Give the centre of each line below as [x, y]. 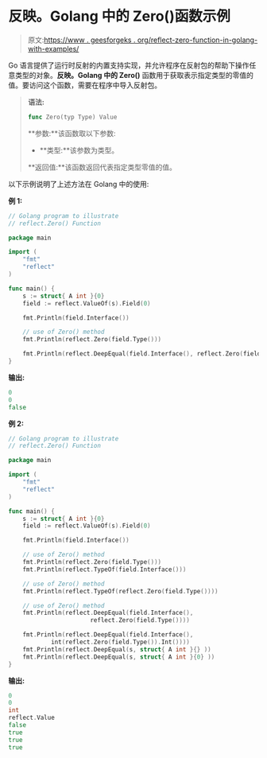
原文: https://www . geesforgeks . [81, 40]
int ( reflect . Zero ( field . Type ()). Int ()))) [120, 642]
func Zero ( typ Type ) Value [72, 117]
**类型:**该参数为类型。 [79, 150]
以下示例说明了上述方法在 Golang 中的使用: [79, 184]
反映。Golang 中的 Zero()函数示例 [119, 16]
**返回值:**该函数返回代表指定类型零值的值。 [102, 167]
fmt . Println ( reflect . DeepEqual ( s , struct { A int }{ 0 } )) [119, 657]
